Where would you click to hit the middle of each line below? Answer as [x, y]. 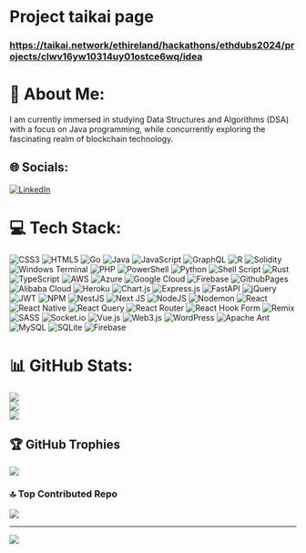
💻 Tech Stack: [66, 228]
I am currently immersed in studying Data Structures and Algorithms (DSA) [149, 119]
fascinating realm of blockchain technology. [92, 139]
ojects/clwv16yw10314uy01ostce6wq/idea [106, 56]
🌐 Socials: [39, 167]
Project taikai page [82, 17]
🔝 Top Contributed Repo [64, 494]
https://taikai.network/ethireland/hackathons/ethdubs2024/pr [152, 46]
